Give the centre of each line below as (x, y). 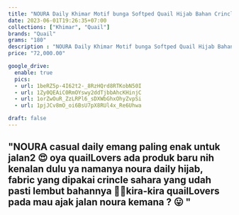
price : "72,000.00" (37, 54)
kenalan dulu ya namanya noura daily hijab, (106, 169)
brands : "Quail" (32, 34)
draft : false (27, 118)
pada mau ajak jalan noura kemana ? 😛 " (99, 202)
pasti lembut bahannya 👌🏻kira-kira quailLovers (114, 191)
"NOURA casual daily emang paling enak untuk (114, 147)
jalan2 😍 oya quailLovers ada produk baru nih (111, 158)
